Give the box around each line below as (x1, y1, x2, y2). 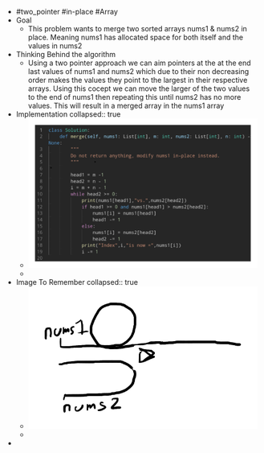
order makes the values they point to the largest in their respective (27, 76, 248, 84)
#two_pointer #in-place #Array (15, 7, 119, 16)
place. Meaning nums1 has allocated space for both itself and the (27, 32, 244, 42)
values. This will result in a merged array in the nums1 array (27, 101, 225, 110)
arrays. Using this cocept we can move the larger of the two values (27, 84, 250, 93)
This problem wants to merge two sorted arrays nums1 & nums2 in (27, 24, 247, 33)
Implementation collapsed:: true (15, 109, 121, 119)
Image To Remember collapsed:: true (15, 277, 139, 286)
